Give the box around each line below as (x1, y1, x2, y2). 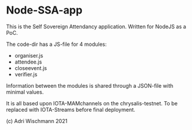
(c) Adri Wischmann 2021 (6, 117, 68, 124)
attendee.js (14, 58, 42, 65)
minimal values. (6, 88, 44, 95)
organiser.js (14, 52, 44, 59)
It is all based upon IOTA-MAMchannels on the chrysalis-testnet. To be (6, 99, 178, 106)
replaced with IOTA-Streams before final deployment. (6, 106, 135, 113)
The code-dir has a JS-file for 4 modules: (6, 41, 107, 48)
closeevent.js (14, 64, 47, 71)
